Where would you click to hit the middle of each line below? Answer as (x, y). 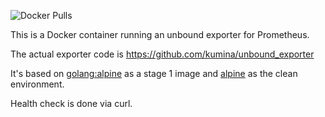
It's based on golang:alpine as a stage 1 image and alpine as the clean (154, 73)
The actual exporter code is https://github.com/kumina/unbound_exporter (162, 54)
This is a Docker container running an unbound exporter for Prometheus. (160, 34)
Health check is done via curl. (71, 103)
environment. (37, 84)
